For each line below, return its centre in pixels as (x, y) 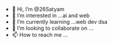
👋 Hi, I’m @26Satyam (38, 9)
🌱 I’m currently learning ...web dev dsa (60, 22)
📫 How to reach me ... (40, 35)
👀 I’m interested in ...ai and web (51, 15)
